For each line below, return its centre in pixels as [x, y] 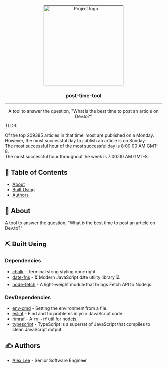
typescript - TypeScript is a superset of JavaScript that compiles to [81, 324]
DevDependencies [28, 297]
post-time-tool [83, 95]
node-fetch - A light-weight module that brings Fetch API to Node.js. [82, 284]
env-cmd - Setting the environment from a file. [60, 308]
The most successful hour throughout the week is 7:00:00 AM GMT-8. [77, 157]
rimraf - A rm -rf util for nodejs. [45, 319]
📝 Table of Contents [36, 172]
